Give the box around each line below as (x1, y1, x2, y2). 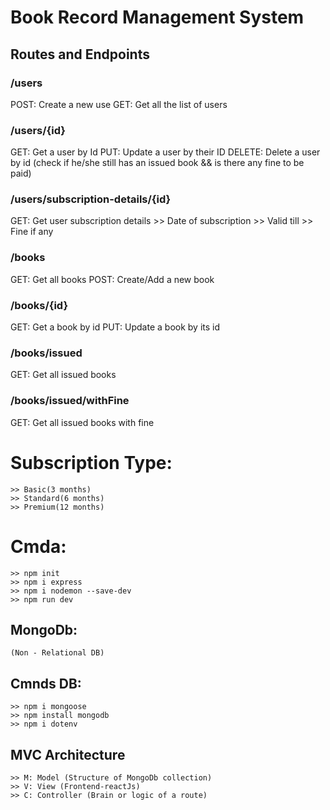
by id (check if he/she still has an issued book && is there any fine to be (10, 157, 305, 169)
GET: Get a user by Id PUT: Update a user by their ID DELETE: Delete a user (10, 146, 321, 158)
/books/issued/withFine (10, 394, 130, 408)
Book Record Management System (10, 6, 305, 29)
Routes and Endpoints (10, 46, 150, 63)
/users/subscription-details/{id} (10, 192, 172, 206)
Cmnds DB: (10, 675, 82, 692)
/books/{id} (10, 298, 69, 312)
